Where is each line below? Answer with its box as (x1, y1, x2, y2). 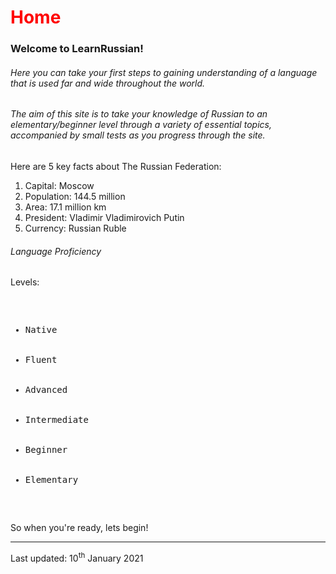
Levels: (10, 276, 40, 288)
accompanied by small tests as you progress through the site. (10, 129, 266, 141)
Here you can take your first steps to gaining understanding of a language (10, 66, 318, 78)
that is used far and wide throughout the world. (10, 77, 206, 89)
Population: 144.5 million (24, 190, 126, 202)
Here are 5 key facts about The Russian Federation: (10, 160, 222, 172)
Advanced (24, 384, 68, 396)
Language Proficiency (10, 245, 102, 257)
